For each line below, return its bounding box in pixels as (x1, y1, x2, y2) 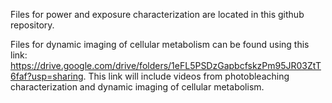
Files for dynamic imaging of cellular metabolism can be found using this (10, 39, 310, 50)
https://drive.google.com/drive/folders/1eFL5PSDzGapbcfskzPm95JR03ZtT (10, 60, 322, 71)
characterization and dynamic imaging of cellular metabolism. (10, 81, 265, 93)
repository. (10, 19, 55, 31)
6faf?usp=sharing (10, 70, 84, 82)
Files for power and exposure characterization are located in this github (10, 9, 305, 20)
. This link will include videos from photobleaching (83, 70, 290, 82)
